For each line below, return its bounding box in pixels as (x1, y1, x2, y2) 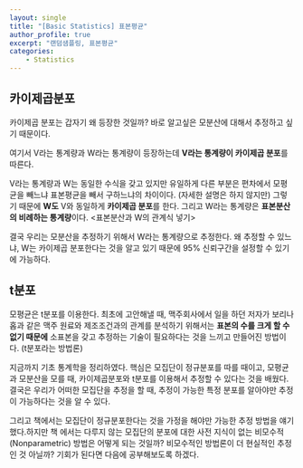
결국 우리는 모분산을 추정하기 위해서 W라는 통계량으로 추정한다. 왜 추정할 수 (9, 231, 276, 242)
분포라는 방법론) (26, 342, 83, 353)
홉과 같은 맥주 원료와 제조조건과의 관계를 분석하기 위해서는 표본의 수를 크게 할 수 (9, 320, 290, 330)
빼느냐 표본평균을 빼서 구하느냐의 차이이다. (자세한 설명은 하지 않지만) (25, 189, 271, 200)
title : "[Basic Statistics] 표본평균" (9, 22, 148, 31)
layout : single (9, 13, 67, 23)
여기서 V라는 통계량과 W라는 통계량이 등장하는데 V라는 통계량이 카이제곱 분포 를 (9, 147, 289, 158)
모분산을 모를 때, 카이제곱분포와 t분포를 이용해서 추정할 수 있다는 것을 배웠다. (18, 373, 289, 384)
